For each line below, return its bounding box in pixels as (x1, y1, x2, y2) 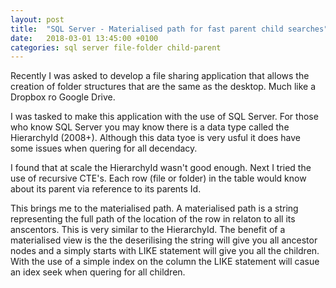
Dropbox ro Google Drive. (10, 91, 116, 103)
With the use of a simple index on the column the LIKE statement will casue (10, 256, 320, 268)
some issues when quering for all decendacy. (10, 142, 198, 155)
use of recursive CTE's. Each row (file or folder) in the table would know (10, 172, 307, 185)
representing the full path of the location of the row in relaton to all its (10, 213, 296, 225)
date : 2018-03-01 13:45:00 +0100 (10, 33, 159, 43)
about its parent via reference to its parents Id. (10, 183, 202, 195)
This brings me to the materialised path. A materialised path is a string (10, 202, 299, 215)
